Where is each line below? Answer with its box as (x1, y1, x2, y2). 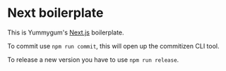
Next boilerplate (7, 5, 104, 21)
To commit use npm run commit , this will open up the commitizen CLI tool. (7, 41, 220, 50)
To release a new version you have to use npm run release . (7, 55, 179, 64)
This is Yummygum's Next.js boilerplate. (7, 28, 125, 37)
